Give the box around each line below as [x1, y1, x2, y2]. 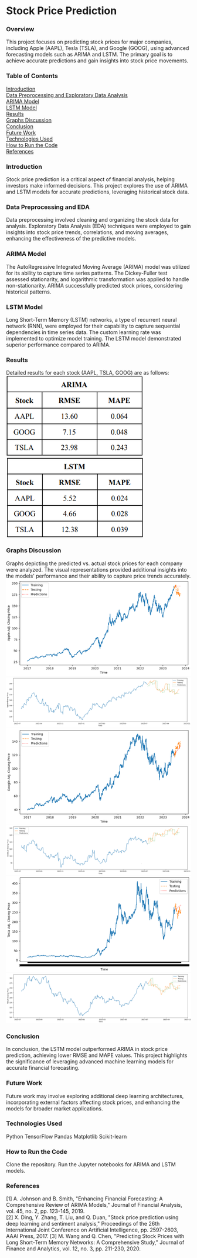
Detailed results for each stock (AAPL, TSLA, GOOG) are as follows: [6, 369, 169, 376]
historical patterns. [6, 288, 52, 295]
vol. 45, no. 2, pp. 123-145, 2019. [6, 1207, 85, 1215]
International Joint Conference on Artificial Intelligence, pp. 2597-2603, [6, 1226, 179, 1233]
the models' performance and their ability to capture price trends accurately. [6, 572, 191, 579]
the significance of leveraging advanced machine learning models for [6, 1058, 174, 1065]
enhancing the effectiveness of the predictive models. [6, 235, 137, 242]
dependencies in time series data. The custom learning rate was [6, 328, 161, 336]
